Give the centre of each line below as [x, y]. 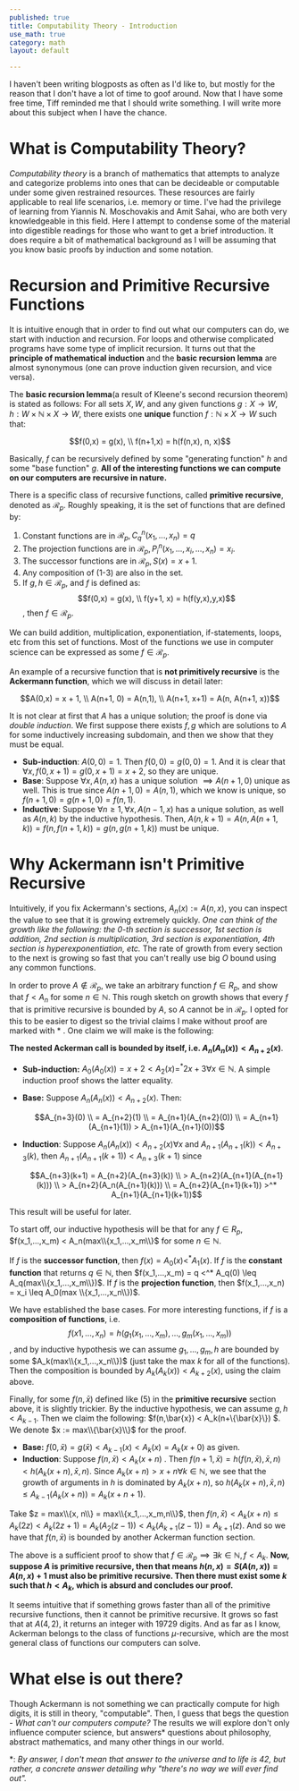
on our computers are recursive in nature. [88, 478]
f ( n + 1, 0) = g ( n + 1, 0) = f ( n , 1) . [79, 799]
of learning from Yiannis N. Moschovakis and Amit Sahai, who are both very [148, 212]
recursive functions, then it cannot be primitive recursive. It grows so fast [144, 1615]
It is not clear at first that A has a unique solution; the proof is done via [138, 716]
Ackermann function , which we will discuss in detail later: [116, 681]
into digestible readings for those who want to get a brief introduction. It [141, 231]
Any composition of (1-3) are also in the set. [103, 573]
